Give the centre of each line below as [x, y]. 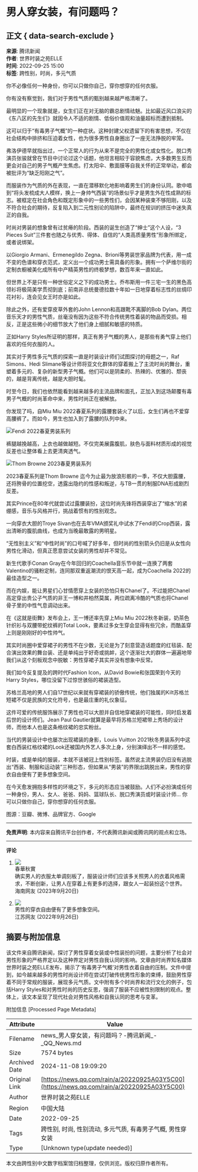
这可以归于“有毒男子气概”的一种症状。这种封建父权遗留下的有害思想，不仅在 [99, 131]
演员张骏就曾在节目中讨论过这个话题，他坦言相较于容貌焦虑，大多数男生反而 [99, 158]
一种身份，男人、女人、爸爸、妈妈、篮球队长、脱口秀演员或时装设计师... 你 [97, 794]
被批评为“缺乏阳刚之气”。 [37, 173]
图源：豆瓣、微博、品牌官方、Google [51, 814]
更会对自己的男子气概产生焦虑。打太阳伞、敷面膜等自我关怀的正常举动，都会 [99, 165]
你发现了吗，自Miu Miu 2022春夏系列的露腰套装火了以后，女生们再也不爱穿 [98, 411]
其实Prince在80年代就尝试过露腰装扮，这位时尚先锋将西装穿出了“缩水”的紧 [97, 503]
